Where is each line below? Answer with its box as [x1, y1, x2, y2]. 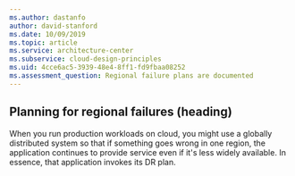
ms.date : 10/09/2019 [9, 29, 87, 38]
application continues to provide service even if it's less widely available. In [9, 147, 286, 157]
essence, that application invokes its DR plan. [9, 156, 176, 167]
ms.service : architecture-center [9, 46, 134, 55]
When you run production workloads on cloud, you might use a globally [9, 128, 273, 138]
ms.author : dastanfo [9, 13, 87, 22]
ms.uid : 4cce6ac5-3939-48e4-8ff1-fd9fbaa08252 [9, 63, 186, 72]
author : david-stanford [9, 21, 98, 30]
